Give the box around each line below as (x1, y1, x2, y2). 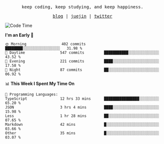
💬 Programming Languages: (5, 92, 58, 97)
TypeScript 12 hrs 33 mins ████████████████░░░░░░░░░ (5, 96, 160, 101)
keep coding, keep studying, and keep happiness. (21, 4, 144, 9)
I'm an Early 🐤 (5, 32, 34, 38)
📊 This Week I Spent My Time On (5, 81, 75, 86)
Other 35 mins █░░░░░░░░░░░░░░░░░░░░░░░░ (5, 131, 160, 136)
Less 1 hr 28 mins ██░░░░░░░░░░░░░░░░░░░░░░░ (5, 114, 160, 118)
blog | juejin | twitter (53, 13, 112, 19)
